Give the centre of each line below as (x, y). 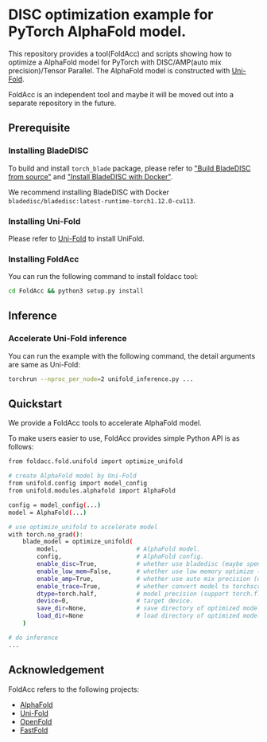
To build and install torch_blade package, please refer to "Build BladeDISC (130, 168)
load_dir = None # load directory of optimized (138, 616)
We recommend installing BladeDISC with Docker (89, 192)
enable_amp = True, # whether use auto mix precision (143, 579)
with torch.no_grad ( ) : (46, 534)
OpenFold (36, 721)
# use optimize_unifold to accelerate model (83, 527)
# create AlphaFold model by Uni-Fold (72, 476)
